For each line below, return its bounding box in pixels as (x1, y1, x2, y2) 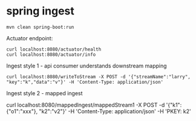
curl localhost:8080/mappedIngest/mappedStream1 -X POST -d (6, 101, 165, 108)
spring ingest (6, 4, 74, 18)
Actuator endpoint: (6, 34, 53, 42)
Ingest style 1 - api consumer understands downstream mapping (6, 62, 168, 69)
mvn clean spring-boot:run (6, 24, 74, 30)
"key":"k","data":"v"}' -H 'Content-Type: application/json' (6, 79, 164, 85)
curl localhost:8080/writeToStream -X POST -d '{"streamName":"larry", (6, 73, 191, 79)
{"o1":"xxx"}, (6, 107, 38, 115)
